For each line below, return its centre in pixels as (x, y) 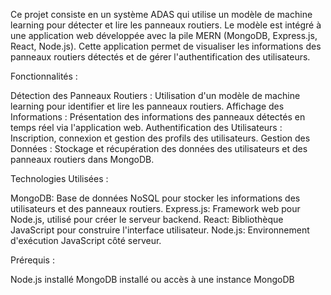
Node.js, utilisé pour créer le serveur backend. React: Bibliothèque (147, 219)
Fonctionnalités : (44, 76)
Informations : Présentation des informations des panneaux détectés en (158, 117)
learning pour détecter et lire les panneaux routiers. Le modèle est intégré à (166, 25)
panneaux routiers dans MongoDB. (82, 159)
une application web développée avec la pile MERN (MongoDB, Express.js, (164, 35)
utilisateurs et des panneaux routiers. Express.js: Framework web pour (155, 208)
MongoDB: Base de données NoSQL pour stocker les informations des (155, 198)
